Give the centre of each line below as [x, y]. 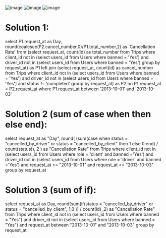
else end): [26, 125]
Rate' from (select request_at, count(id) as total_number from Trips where [80, 52]
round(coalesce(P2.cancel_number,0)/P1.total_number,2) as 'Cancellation [80, 47]
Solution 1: [27, 28]
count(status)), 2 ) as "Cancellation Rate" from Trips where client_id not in [81, 149]
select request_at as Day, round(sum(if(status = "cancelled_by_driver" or [79, 204]
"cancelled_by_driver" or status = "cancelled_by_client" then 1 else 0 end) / [82, 143]
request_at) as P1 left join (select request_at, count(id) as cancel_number [79, 67]
